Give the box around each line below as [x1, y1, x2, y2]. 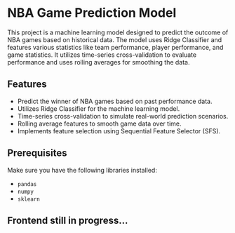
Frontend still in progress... [7, 214, 128, 226]
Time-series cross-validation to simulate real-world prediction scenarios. [17, 112, 229, 120]
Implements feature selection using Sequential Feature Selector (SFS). [17, 126, 221, 135]
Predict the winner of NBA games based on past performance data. [17, 97, 213, 105]
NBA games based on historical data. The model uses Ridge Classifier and [7, 35, 222, 44]
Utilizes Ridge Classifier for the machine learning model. [17, 104, 180, 113]
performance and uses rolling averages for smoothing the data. [7, 58, 190, 66]
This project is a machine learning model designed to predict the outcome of [7, 28, 229, 36]
